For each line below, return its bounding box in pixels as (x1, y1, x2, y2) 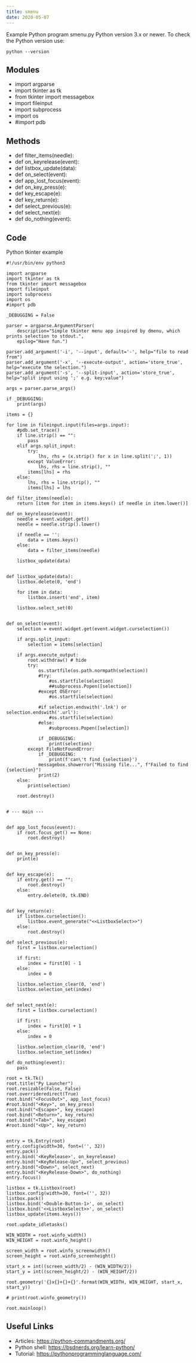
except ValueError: (27, 458, 76, 465)
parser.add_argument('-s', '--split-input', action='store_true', (6, 370, 175, 376)
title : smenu (6, 8, 39, 15)
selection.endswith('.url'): (6, 709, 79, 716)
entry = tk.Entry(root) (6, 1138, 66, 1144)
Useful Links (6, 1321, 54, 1332)
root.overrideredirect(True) (6, 1091, 79, 1097)
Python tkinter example (6, 248, 63, 256)
